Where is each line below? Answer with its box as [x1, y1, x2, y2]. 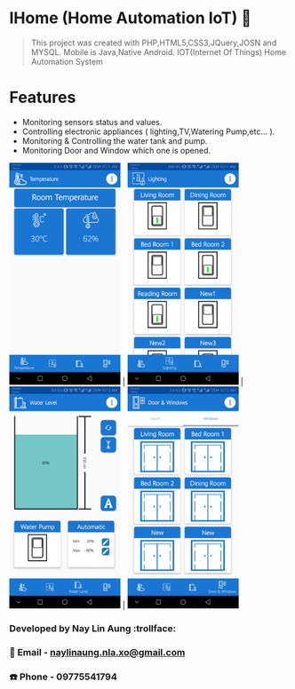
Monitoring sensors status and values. [21, 116, 163, 127]
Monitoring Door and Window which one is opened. [21, 145, 211, 155]
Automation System [30, 56, 104, 67]
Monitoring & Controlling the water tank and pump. [21, 135, 208, 146]
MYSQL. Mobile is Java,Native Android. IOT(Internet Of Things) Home [30, 46, 287, 57]
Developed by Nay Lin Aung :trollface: [9, 622, 177, 634]
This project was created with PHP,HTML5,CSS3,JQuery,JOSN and [30, 37, 277, 48]
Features [9, 88, 76, 107]
